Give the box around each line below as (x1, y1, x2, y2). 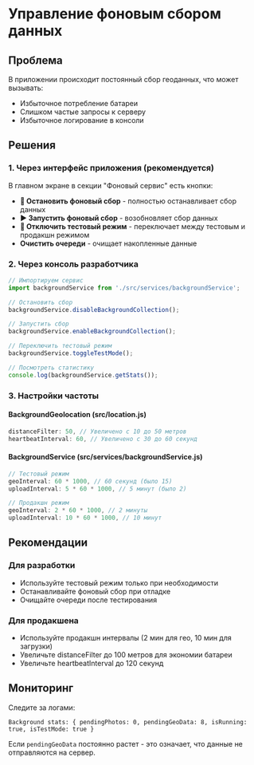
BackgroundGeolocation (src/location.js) (8, 410, 147, 420)
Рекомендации (8, 536, 88, 550)
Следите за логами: (8, 703, 76, 712)
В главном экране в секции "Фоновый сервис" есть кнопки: (8, 180, 213, 190)
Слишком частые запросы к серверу (19, 107, 146, 116)
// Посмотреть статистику (8, 364, 94, 372)
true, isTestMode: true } (8, 725, 94, 733)
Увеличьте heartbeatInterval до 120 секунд (19, 659, 164, 668)
